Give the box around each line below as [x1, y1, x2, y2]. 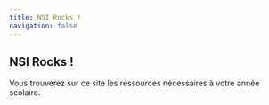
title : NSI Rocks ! [9, 12, 82, 22]
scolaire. [9, 87, 41, 98]
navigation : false [9, 21, 77, 30]
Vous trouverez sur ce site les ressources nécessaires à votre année [9, 77, 260, 89]
